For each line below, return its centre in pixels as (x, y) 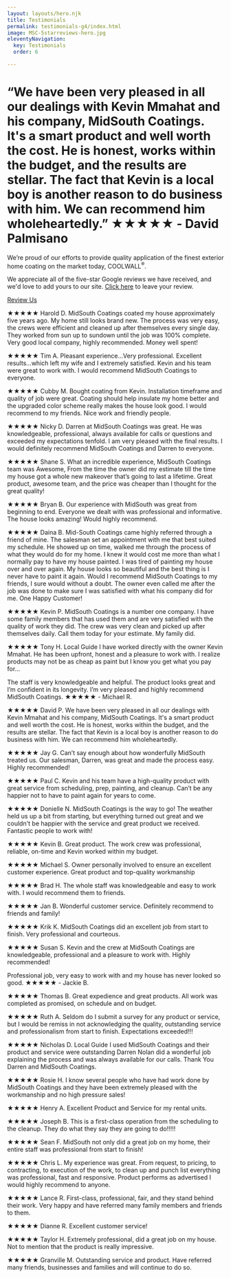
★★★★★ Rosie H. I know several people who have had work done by (108, 1080)
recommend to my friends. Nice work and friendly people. (89, 413)
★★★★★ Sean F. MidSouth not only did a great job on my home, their (109, 1142)
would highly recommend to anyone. (59, 1185)
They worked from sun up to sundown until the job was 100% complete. (109, 336)
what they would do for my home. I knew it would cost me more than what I (113, 555)
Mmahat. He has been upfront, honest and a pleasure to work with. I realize (114, 655)
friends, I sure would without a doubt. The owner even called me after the (111, 584)
